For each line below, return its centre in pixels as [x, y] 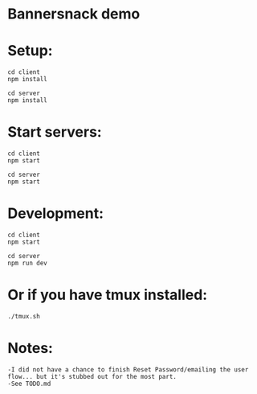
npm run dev [27, 263]
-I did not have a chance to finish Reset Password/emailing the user [128, 369]
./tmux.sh [24, 316]
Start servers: [55, 132]
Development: [56, 213]
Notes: [31, 349]
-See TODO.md [29, 384]
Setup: [30, 51]
